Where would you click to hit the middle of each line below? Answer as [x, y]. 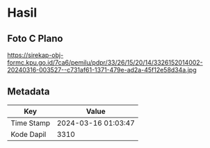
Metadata [29, 92]
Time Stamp [31, 123]
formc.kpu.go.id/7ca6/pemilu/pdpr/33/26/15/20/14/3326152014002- [105, 63]
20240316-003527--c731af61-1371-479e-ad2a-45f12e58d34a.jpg [102, 70]
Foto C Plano [35, 39]
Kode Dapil [29, 134]
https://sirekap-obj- [35, 55]
